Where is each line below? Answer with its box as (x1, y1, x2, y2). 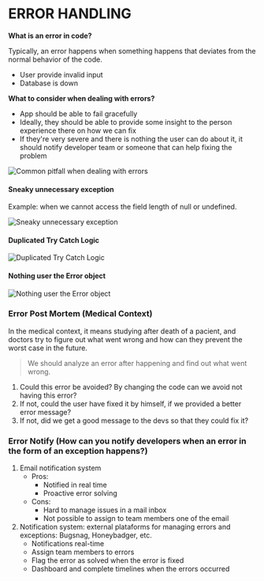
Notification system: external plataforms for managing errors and (19, 523, 231, 532)
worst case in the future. (8, 343, 88, 353)
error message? (19, 407, 72, 417)
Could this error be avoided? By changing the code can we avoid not (19, 382, 243, 391)
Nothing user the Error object (8, 270, 106, 281)
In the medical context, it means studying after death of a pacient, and (8, 326, 236, 336)
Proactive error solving (43, 489, 118, 498)
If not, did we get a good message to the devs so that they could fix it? (19, 416, 249, 425)
